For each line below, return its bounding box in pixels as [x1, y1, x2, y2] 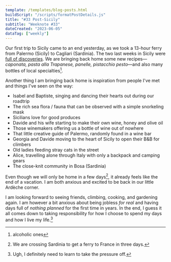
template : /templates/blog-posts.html [5, 7, 88, 13]
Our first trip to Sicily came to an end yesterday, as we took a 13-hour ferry [5, 45, 162, 51]
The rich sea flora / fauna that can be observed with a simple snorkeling [12, 103, 164, 109]
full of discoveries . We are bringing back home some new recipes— [5, 56, 148, 62]
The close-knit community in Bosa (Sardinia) [12, 163, 106, 169]
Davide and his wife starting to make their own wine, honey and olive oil [12, 120, 163, 126]
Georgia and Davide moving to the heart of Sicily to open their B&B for [12, 136, 160, 142]
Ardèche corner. [5, 184, 40, 191]
